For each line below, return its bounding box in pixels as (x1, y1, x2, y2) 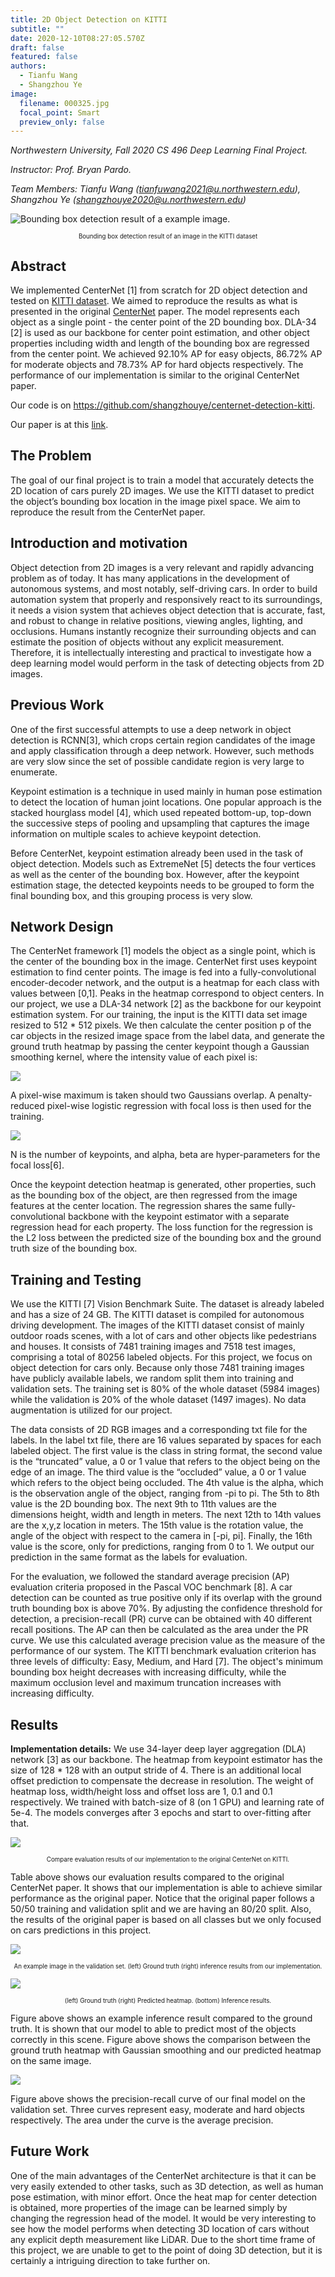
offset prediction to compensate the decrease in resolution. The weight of (10, 1774, 314, 1786)
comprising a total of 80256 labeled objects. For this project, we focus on (10, 1351, 313, 1363)
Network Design (10, 918, 114, 935)
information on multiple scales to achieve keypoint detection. (10, 827, 262, 840)
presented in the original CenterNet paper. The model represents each (10, 306, 300, 318)
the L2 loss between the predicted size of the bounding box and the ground (10, 1232, 322, 1244)
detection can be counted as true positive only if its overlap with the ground (10, 1592, 323, 1604)
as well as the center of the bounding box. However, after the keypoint (10, 868, 300, 880)
